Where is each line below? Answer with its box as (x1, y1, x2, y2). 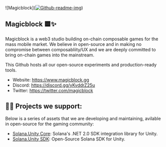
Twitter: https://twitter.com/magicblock (12, 87, 93, 93)
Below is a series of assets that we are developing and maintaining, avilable (5, 115, 161, 121)
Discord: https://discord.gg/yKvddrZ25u (12, 82, 95, 88)
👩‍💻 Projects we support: (5, 102, 82, 111)
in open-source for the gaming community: (5, 121, 94, 127)
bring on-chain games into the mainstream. (5, 52, 94, 58)
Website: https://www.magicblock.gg (12, 77, 89, 83)
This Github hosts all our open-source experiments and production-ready (5, 61, 157, 67)
